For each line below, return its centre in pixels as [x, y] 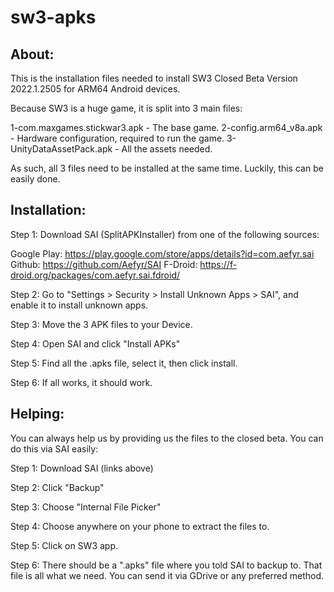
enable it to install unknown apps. [79, 305]
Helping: [37, 414]
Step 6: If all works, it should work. [81, 382]
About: [32, 54]
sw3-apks [53, 17]
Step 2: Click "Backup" [57, 487]
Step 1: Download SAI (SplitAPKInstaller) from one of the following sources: [165, 234]
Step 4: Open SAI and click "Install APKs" [95, 343]
